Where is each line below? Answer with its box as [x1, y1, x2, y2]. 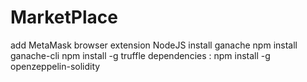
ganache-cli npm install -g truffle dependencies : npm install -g [10, 49, 271, 61]
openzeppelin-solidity [10, 60, 101, 72]
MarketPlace [10, 6, 118, 29]
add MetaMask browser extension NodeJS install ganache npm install [10, 39, 298, 51]
